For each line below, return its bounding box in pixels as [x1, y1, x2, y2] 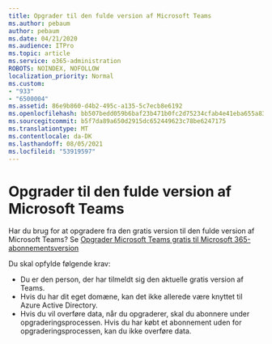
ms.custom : [8, 79, 45, 87]
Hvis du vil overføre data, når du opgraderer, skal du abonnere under [19, 309, 250, 319]
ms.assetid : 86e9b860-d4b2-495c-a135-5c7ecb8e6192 [8, 102, 183, 110]
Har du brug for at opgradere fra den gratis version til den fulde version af [8, 226, 255, 236]
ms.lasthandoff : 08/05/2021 [8, 139, 104, 148]
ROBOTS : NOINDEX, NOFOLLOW [8, 65, 100, 73]
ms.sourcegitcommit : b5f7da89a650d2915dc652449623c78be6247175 [8, 117, 227, 125]
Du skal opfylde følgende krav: [8, 259, 111, 269]
